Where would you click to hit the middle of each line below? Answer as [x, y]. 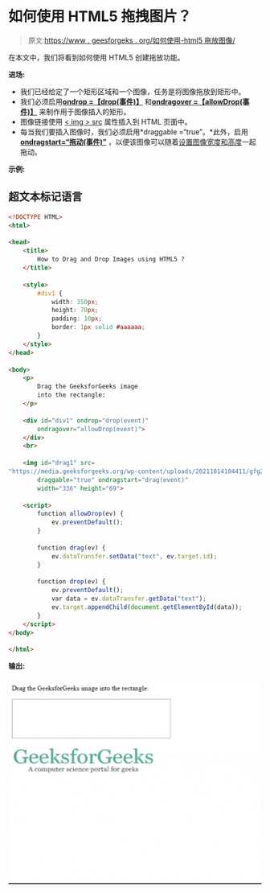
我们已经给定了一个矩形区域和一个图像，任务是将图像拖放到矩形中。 [133, 91]
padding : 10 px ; [77, 319]
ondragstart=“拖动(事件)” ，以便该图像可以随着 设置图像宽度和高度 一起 [138, 142]
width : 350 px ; [75, 302]
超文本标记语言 [45, 197]
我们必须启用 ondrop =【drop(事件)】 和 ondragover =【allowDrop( [131, 101]
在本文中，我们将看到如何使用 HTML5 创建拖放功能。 [96, 57]
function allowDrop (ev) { [81, 514]
